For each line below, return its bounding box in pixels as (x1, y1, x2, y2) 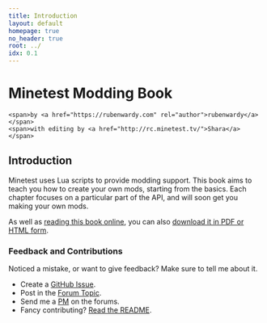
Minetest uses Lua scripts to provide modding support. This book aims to (8, 175, 252, 185)
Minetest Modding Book (8, 84, 173, 103)
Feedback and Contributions (8, 245, 123, 257)
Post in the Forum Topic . (19, 288, 102, 298)
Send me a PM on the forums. (19, 296, 120, 307)
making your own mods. (8, 201, 89, 211)
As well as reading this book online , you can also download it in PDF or (8, 216, 244, 226)
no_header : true (8, 34, 63, 43)
